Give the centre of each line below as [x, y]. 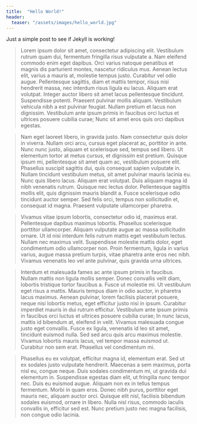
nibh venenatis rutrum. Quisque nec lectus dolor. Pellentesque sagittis [105, 187]
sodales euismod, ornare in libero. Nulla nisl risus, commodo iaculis [102, 402]
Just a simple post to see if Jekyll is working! [61, 39]
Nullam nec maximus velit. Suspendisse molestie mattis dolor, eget [101, 242]
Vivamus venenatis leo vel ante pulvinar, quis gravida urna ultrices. [101, 261]
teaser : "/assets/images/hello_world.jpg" [64, 22]
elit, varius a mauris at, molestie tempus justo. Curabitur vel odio [98, 76]
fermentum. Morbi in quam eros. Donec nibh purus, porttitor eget [99, 390]
